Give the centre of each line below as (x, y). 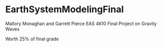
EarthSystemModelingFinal (65, 9)
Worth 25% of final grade (32, 39)
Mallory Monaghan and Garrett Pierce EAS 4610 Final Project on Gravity (81, 24)
